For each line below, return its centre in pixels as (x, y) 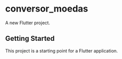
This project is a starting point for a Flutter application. (62, 50)
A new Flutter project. (28, 23)
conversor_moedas (47, 9)
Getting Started (30, 39)
